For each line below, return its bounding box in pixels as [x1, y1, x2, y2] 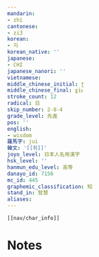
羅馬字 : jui [7, 138, 38, 145]
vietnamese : [7, 74, 41, 81]
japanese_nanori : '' [7, 68, 67, 74]
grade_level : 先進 [7, 112, 58, 119]
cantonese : [7, 23, 38, 30]
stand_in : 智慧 [7, 189, 49, 196]
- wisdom [7, 132, 32, 138]
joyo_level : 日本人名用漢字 [7, 151, 80, 158]
